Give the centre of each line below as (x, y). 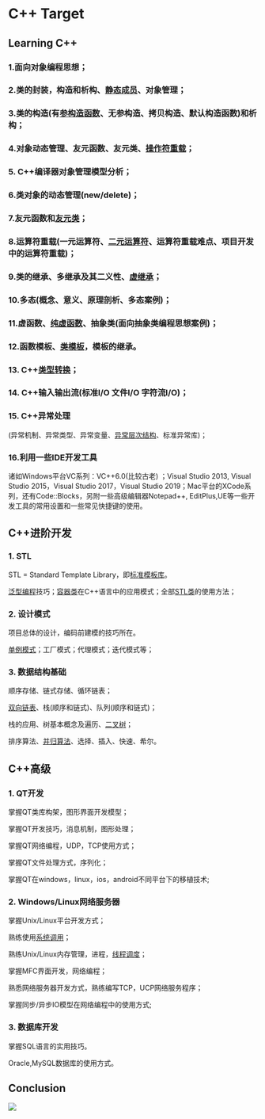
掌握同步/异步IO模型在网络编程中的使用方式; (80, 1005)
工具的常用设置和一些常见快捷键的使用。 (81, 506)
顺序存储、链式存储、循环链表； (60, 691)
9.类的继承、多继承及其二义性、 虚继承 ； (85, 277)
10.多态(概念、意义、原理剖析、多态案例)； (90, 300)
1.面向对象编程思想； (48, 67)
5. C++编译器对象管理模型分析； (70, 172)
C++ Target (46, 14)
